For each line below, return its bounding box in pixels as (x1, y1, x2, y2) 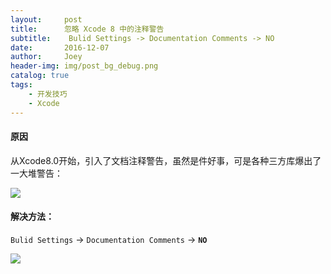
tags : (10, 80, 33, 90)
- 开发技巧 (28, 89, 68, 99)
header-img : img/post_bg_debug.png (10, 61, 159, 71)
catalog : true (10, 71, 70, 81)
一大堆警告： (10, 167, 63, 179)
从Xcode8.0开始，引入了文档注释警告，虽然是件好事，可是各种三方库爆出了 (10, 154, 322, 166)
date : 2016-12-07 (10, 42, 110, 53)
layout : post (10, 14, 83, 25)
